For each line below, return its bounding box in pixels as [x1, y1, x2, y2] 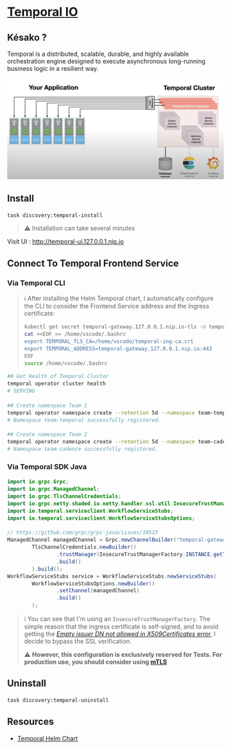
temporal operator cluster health [7, 380, 107, 388]
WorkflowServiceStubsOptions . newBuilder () [32, 580, 155, 587]
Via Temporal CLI [7, 278, 65, 288]
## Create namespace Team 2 [7, 431, 88, 438]
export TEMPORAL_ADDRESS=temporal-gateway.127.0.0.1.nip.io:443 [23, 345, 212, 352]
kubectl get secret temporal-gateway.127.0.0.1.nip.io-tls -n [23, 324, 206, 330]
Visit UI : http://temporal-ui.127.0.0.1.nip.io [7, 238, 124, 246]
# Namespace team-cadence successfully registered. [7, 445, 158, 453]
